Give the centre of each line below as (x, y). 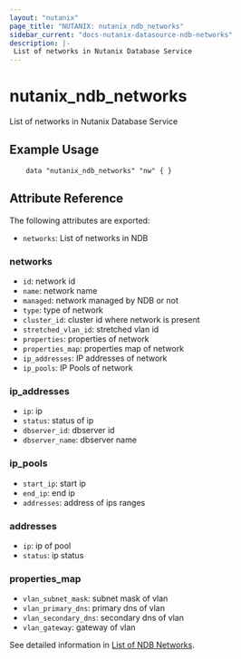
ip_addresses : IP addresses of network (95, 358)
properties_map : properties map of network (103, 348)
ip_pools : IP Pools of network (77, 367)
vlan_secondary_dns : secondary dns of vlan (103, 618)
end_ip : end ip (48, 493)
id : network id (48, 281)
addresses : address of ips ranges (84, 502)
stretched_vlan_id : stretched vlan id (91, 329)
